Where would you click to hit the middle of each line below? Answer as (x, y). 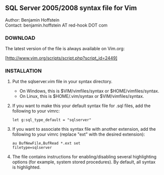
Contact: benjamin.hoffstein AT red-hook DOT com (56, 25)
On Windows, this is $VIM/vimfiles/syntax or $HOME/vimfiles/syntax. (89, 91)
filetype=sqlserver (32, 148)
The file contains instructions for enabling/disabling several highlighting (84, 157)
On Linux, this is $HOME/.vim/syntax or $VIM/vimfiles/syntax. (82, 96)
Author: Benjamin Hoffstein (32, 20)
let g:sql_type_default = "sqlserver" (52, 120)
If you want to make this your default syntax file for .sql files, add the (81, 106)
